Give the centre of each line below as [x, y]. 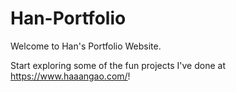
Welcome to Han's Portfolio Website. [86, 46]
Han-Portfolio [68, 18]
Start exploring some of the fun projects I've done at [118, 65]
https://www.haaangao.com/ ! [70, 76]
